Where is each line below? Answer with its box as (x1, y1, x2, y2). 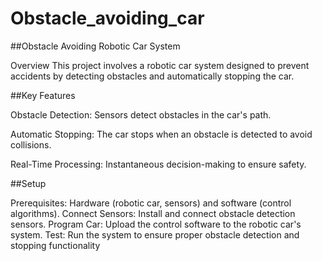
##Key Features (10, 89, 76, 101)
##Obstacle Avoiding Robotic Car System (10, 40, 181, 52)
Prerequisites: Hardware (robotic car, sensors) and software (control (10, 197, 292, 209)
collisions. (10, 138, 52, 151)
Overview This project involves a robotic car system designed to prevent (10, 59, 310, 71)
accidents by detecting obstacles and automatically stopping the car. (10, 70, 295, 82)
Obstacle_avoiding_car (10, 7, 205, 30)
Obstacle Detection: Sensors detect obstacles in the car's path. (10, 108, 272, 121)
